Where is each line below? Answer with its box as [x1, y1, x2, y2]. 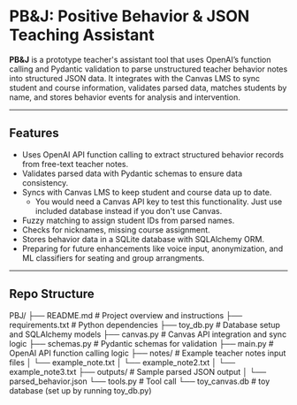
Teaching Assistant [9, 25, 155, 45]
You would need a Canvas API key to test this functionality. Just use [34, 196, 283, 207]
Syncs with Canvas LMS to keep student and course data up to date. [21, 187, 272, 197]
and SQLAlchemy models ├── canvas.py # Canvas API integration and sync [9, 329, 287, 340]
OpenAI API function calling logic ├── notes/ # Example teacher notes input [9, 348, 286, 358]
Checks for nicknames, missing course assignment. [21, 224, 210, 235]
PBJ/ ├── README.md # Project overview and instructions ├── [9, 309, 243, 320]
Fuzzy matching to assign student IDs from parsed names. [21, 215, 235, 225]
